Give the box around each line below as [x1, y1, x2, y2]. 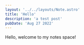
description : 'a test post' [5, 16, 63, 21]
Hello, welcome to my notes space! [5, 34, 76, 40]
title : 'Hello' [5, 12, 36, 17]
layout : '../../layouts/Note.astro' [5, 7, 80, 12]
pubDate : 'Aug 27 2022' [5, 21, 54, 26]
